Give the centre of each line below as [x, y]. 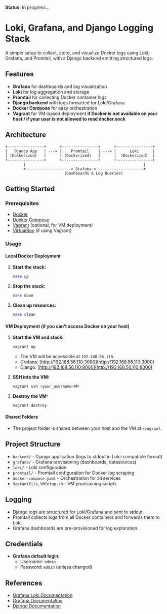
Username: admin [38, 562]
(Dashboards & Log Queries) [94, 173]
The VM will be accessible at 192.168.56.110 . [67, 357]
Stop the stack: [29, 286]
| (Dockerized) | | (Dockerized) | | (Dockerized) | [80, 155]
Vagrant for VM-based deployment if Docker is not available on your [85, 113]
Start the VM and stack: [38, 337]
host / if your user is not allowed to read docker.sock [69, 119]
